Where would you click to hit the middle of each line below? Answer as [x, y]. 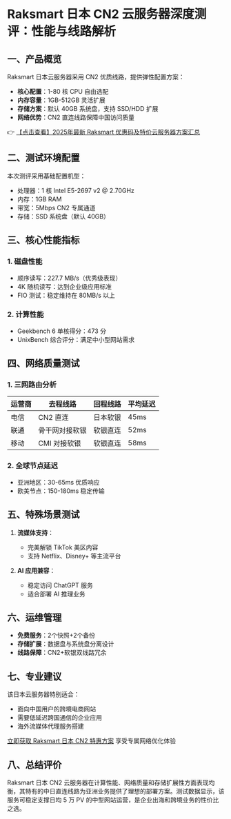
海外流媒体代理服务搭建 [50, 726]
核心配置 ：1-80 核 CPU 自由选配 [63, 91]
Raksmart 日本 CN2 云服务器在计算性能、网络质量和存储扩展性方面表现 [108, 782]
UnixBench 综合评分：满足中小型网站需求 [76, 339]
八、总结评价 [34, 765]
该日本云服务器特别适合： [43, 694]
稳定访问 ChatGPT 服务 [60, 585]
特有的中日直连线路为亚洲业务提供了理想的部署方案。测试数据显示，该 [125, 791]
